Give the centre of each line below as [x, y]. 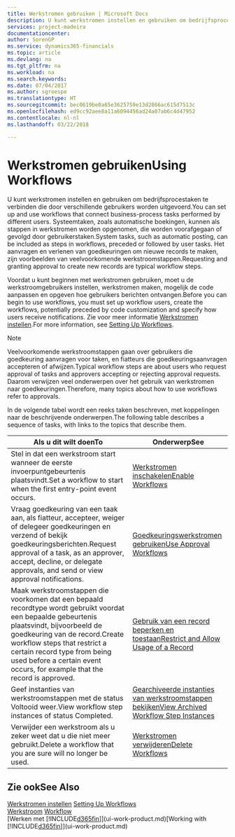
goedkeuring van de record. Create [67, 635]
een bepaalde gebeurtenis [54, 617]
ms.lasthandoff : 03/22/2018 [48, 124]
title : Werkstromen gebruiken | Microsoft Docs [78, 14]
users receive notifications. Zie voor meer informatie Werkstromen [103, 317]
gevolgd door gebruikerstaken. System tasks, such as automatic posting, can [117, 237]
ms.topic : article [34, 53]
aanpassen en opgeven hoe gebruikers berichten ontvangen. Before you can [117, 295]
